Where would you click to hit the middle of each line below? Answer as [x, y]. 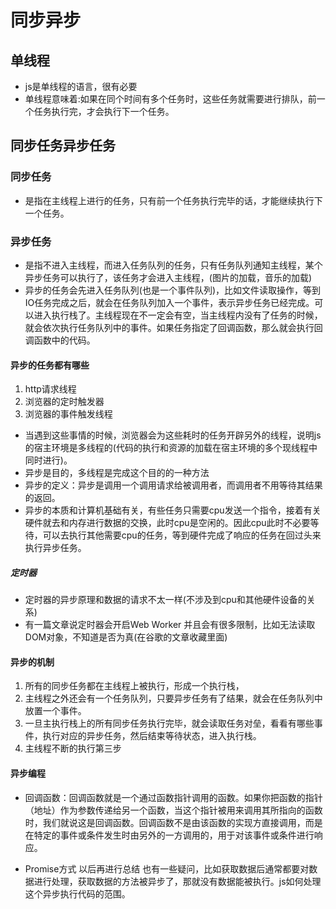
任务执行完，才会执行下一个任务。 [104, 111]
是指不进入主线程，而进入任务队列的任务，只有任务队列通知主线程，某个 [173, 265]
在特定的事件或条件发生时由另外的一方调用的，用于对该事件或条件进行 [169, 835]
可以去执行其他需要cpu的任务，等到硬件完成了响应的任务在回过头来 [182, 535]
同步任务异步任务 [63, 146]
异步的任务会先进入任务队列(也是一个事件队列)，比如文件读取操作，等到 [173, 290]
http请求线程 [50, 389]
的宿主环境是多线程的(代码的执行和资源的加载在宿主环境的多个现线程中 [171, 448]
